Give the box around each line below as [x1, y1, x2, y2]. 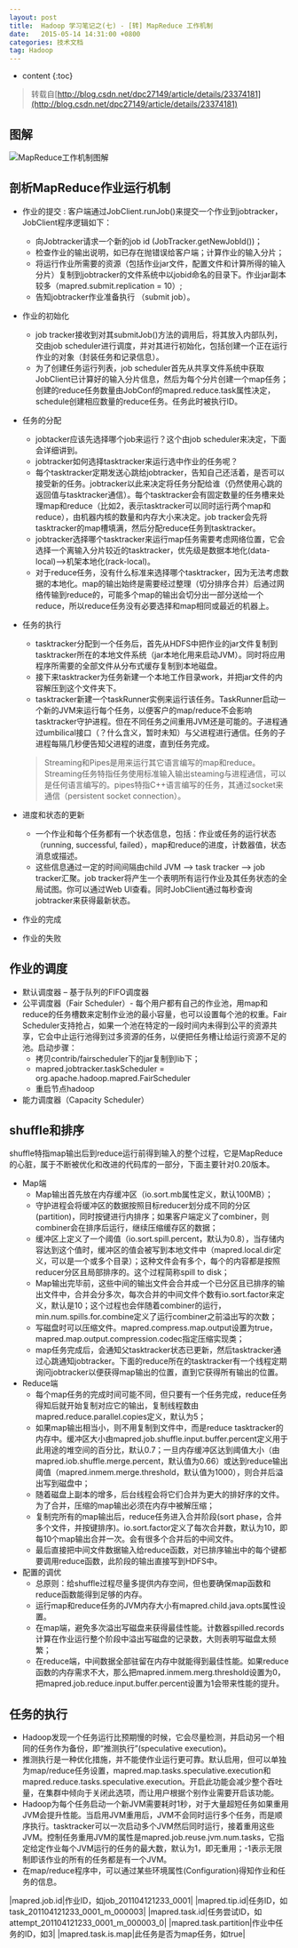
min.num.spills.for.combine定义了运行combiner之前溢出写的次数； [35, 1311, 278, 1322]
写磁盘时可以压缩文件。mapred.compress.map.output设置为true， [35, 1322, 278, 1334]
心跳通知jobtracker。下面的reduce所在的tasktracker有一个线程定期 [43, 1356, 287, 1367]
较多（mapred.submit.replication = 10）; [35, 280, 183, 291]
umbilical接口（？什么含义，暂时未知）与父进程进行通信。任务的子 [43, 726, 286, 738]
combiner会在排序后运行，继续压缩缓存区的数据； [35, 1223, 218, 1233]
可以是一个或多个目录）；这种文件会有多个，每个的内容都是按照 [51, 1255, 281, 1267]
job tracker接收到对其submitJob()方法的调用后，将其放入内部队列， [35, 329, 283, 340]
